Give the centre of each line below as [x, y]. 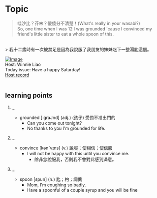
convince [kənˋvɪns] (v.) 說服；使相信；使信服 [66, 148]
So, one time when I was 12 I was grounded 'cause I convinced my [85, 28]
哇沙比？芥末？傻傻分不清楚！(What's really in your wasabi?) [78, 23]
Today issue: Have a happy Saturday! [43, 69]
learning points [29, 96]
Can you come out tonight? [54, 123]
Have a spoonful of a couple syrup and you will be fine [82, 190]
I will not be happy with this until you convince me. [78, 153]
